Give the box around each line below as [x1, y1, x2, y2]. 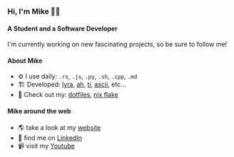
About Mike [7, 56, 43, 65]
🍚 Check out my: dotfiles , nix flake [17, 91, 119, 99]
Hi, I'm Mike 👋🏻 [7, 6, 61, 16]
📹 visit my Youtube [17, 141, 75, 150]
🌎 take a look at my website [17, 123, 101, 131]
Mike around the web [7, 106, 71, 115]
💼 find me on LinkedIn [17, 133, 82, 142]
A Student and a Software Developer [7, 24, 118, 33]
